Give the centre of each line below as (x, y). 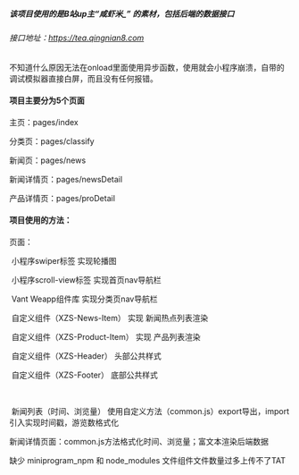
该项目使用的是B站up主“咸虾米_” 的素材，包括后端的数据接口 (122, 13)
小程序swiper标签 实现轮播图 (64, 260)
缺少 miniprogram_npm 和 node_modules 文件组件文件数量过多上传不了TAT (148, 460)
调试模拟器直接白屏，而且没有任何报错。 (83, 78)
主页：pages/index (44, 122)
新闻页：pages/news (48, 160)
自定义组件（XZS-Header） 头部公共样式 (87, 356)
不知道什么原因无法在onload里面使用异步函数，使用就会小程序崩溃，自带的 (147, 67)
